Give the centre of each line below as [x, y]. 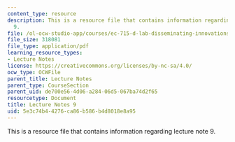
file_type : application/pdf [48, 46]
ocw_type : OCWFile [34, 72]
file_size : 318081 [34, 40]
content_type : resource [42, 14]
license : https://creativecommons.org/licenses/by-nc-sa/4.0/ [100, 66]
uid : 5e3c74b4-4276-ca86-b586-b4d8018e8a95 [72, 111]
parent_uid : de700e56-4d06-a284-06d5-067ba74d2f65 [83, 92]
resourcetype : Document [42, 99]
